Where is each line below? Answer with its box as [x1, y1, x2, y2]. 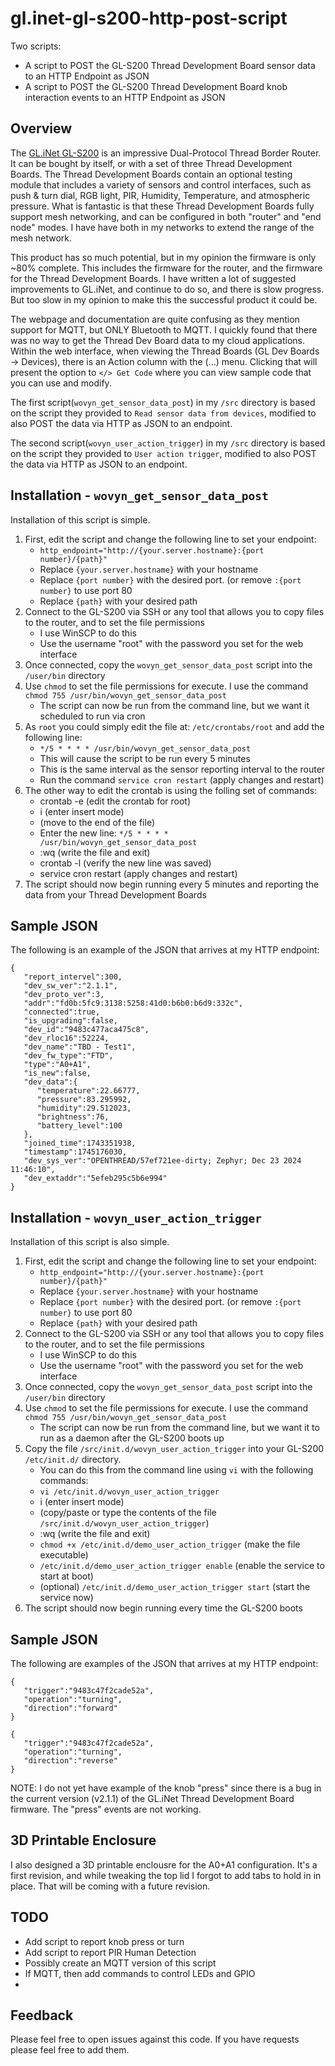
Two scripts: [10, 40, 62, 52]
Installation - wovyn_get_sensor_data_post [10, 487, 269, 504]
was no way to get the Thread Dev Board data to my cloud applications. [10, 334, 306, 346]
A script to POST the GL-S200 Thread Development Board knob [24, 80, 288, 92]
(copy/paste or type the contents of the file [39, 1507, 217, 1519]
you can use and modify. [10, 377, 112, 389]
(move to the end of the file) [39, 816, 156, 828]
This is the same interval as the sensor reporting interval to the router [39, 763, 326, 775]
